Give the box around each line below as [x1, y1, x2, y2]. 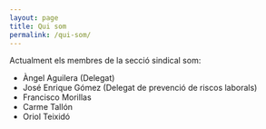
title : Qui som [9, 22, 67, 31]
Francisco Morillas [22, 92, 93, 103]
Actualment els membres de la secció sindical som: [9, 55, 202, 66]
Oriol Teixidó [22, 111, 71, 123]
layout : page [9, 13, 59, 23]
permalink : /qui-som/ [9, 30, 92, 39]
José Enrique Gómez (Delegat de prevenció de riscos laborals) [22, 83, 258, 94]
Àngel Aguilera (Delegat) [22, 73, 115, 84]
